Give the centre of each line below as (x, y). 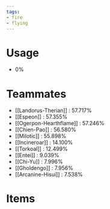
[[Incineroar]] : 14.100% (44, 143)
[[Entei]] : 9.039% (37, 155)
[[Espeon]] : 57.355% (41, 117)
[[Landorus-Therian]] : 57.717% (53, 111)
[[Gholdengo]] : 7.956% (44, 168)
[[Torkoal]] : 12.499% (41, 149)
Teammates (36, 94)
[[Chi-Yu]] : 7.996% (39, 162)
